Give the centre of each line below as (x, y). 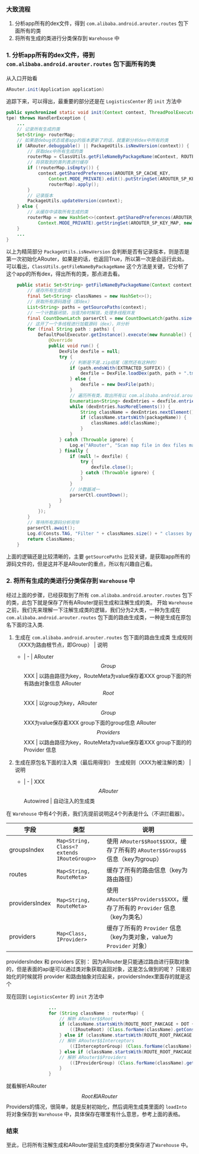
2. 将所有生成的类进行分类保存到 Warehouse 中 (70, 581)
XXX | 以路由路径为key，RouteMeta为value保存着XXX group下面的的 (107, 742)
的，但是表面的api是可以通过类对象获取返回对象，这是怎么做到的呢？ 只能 (96, 969)
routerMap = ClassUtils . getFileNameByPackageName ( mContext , (103, 157)
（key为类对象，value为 (140, 937)
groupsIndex (27, 849)
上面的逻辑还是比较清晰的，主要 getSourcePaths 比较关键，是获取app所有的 (98, 557)
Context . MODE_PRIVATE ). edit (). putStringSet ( (104, 179)
